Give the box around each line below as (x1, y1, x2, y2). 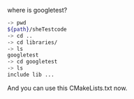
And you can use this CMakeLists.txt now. (7, 84, 128, 92)
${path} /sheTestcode (7, 26, 68, 33)
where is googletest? (7, 6, 68, 14)
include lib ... (7, 71, 54, 78)
